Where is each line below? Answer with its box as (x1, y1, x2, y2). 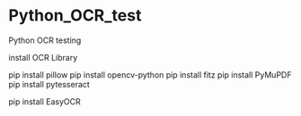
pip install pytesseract (8, 79, 91, 89)
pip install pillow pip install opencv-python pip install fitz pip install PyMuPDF (8, 69, 292, 80)
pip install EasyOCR (8, 95, 82, 107)
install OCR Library (8, 52, 78, 62)
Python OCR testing (8, 35, 82, 46)
